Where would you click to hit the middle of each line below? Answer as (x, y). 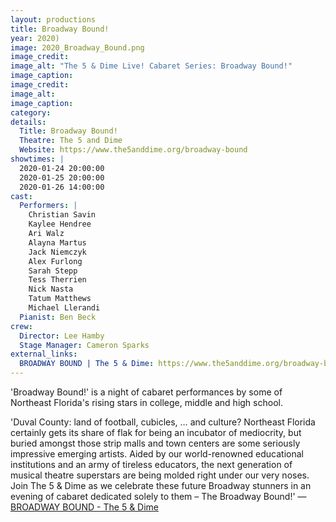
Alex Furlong (55, 261)
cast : (21, 196)
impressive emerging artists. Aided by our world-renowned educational (157, 454)
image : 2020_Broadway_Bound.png (77, 47)
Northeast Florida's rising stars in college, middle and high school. (146, 402)
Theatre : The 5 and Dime (71, 141)
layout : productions (53, 19)
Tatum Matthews (60, 299)
